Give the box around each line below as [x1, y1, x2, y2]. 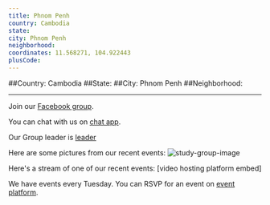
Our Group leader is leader [8, 132, 96, 142]
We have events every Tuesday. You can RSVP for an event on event [8, 179, 235, 188]
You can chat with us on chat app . [8, 117, 121, 127]
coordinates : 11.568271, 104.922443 [8, 49, 131, 57]
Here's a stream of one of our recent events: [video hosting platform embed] [8, 163, 262, 173]
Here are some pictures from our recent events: [8, 147, 166, 157]
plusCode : [8, 57, 42, 65]
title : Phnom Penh [8, 11, 70, 20]
